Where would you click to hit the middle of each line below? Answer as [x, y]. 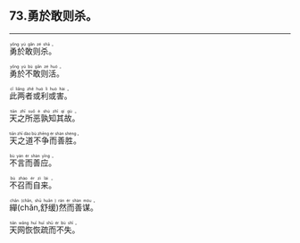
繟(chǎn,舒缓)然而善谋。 [54, 207]
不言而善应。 [33, 163]
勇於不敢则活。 [37, 73]
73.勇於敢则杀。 [54, 16]
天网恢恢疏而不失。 [45, 230]
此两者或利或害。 [41, 96]
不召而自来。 [33, 185]
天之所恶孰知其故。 [45, 118]
